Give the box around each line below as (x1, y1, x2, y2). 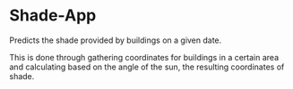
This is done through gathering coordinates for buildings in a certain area (9, 52, 280, 62)
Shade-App (9, 5, 97, 26)
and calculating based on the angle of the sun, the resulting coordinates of (9, 61, 285, 72)
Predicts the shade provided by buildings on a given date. (9, 35, 222, 45)
